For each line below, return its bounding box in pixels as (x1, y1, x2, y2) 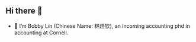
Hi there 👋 (5, 6, 43, 16)
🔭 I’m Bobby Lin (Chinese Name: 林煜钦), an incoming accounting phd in (14, 22, 190, 30)
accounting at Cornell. (14, 29, 69, 36)
